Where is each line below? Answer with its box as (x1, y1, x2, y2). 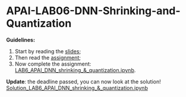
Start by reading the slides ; (14, 47, 81, 54)
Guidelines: (6, 36, 36, 43)
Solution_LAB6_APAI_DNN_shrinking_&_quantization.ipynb (6, 84, 149, 91)
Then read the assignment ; (14, 54, 81, 61)
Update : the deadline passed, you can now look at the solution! (6, 78, 162, 85)
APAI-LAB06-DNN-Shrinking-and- (6, 4, 181, 18)
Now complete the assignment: (14, 60, 92, 67)
